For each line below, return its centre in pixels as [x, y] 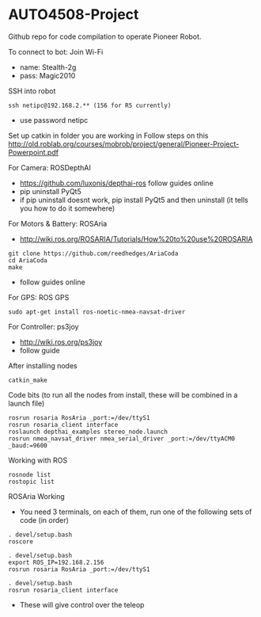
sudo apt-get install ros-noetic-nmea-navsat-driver [97, 312]
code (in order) [44, 520]
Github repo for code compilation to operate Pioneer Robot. [105, 36]
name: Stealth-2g [48, 67]
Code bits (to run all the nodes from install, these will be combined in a [123, 394]
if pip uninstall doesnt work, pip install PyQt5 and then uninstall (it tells [134, 200]
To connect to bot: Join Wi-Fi [56, 51]
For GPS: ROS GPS [39, 297]
